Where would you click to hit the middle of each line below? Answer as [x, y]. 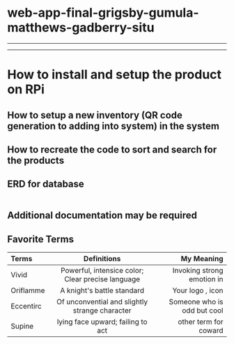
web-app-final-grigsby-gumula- [103, 13]
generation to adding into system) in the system [113, 126]
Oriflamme [28, 290]
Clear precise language [102, 279]
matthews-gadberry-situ [81, 28]
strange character [102, 310]
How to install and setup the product [114, 75]
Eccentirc [26, 306]
